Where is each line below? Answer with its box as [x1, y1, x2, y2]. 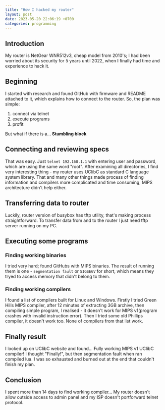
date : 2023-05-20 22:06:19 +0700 [5, 16, 74, 21]
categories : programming [5, 21, 56, 26]
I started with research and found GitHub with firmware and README [5, 90, 146, 97]
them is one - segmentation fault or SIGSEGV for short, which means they [5, 268, 155, 274]
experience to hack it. [5, 63, 50, 69]
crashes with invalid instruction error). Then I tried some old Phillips [5, 313, 143, 319]
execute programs [12, 116, 50, 122]
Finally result [5, 332, 46, 341]
